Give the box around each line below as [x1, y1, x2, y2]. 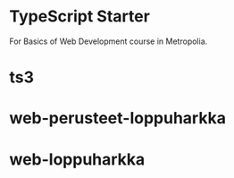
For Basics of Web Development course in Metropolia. [9, 36, 208, 47]
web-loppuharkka [9, 149, 146, 169]
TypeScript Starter [9, 6, 150, 27]
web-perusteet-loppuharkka [9, 108, 226, 129]
